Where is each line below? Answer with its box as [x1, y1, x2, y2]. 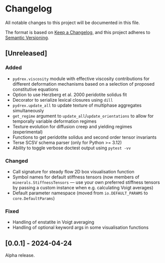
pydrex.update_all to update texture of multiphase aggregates [12, 102, 142, 108]
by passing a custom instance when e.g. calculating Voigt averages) [12, 184, 154, 190]
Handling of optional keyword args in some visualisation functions [12, 224, 149, 230]
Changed [5, 157, 29, 164]
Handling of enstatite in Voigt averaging [12, 219, 94, 225]
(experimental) [12, 129, 43, 135]
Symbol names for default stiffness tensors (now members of [12, 174, 139, 180]
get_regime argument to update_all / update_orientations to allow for [12, 113, 154, 119]
